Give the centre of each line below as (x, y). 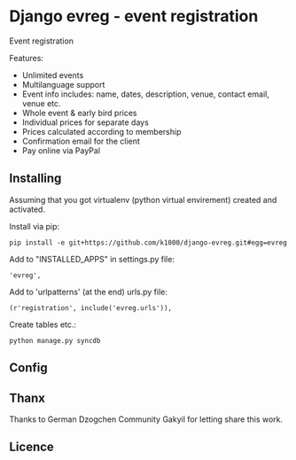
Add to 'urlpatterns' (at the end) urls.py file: (89, 292)
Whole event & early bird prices (79, 113)
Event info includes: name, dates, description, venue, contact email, (146, 94)
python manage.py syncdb (55, 340)
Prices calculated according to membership (101, 131)
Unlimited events (53, 75)
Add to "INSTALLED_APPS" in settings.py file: (92, 259)
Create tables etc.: (43, 324)
